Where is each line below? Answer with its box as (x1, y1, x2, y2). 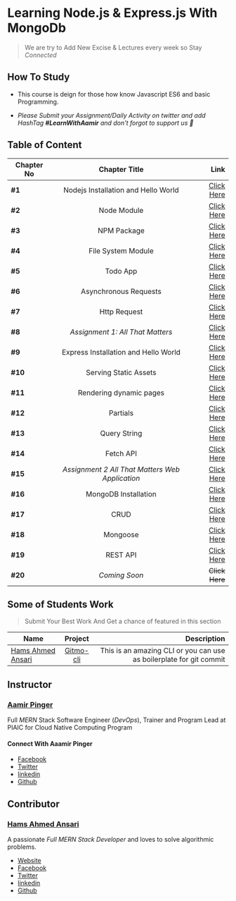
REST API (105, 550, 137, 560)
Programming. (17, 97, 59, 106)
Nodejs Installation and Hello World (63, 185, 179, 195)
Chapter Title (98, 164, 144, 174)
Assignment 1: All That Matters (70, 326, 173, 336)
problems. (7, 842, 37, 851)
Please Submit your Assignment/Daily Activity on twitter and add (17, 111, 206, 119)
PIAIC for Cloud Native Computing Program (7, 723, 133, 732)
